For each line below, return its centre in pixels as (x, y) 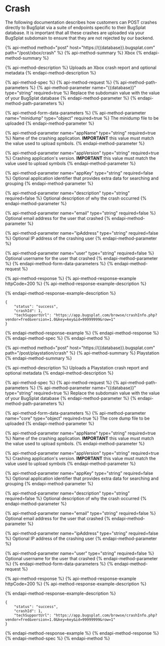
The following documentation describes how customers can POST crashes (81, 22)
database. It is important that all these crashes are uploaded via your (75, 33)
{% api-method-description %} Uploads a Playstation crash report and (77, 367)
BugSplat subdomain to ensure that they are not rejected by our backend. (80, 38)
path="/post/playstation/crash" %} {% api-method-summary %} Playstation (82, 353)
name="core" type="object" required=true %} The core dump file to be (78, 418)
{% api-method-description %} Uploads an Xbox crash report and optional (81, 68)
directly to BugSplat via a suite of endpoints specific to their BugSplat (76, 27)
